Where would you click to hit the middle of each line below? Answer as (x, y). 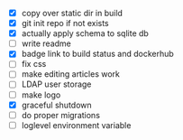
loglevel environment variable (76, 125)
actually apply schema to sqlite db (85, 33)
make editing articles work (71, 74)
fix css (34, 64)
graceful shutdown (56, 105)
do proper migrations (61, 115)
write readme (46, 43)
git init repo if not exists (65, 23)
